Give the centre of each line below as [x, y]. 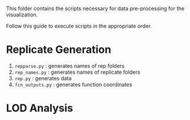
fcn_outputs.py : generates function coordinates [73, 84]
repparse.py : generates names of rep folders [69, 66]
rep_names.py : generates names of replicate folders [77, 72]
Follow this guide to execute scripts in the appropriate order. [79, 26]
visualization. [22, 15]
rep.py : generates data [43, 78]
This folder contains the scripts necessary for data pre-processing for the [95, 8]
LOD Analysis [40, 108]
